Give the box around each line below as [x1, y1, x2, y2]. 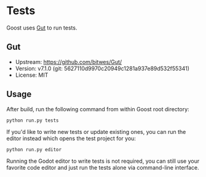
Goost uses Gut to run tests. [6, 24, 77, 31]
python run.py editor [6, 146, 62, 152]
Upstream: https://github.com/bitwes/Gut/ [15, 58, 122, 65]
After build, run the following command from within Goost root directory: [6, 105, 189, 112]
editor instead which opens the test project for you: [6, 135, 137, 142]
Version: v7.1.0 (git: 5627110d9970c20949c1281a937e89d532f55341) [15, 65, 189, 72]
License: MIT [15, 71, 49, 79]
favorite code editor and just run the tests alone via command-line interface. [6, 163, 199, 171]
